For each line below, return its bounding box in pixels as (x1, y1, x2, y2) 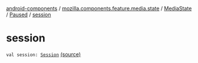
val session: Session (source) (6, 51, 81, 58)
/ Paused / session (6, 11, 51, 18)
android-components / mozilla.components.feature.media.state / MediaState (6, 5, 192, 12)
